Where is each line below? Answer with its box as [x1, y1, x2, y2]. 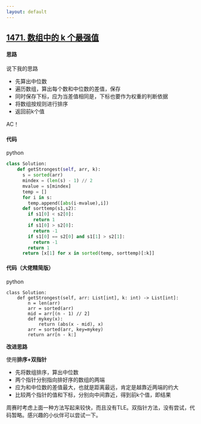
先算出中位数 [14, 78, 47, 85]
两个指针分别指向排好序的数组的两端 [14, 376, 105, 383]
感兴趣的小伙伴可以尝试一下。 [26, 411, 101, 419]
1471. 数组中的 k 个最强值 [6, 32, 99, 43]
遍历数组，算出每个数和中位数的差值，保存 [14, 85, 121, 93]
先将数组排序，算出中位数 [14, 368, 79, 376]
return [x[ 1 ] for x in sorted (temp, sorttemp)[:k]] [22, 250, 155, 256]
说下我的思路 [6, 65, 38, 72]
